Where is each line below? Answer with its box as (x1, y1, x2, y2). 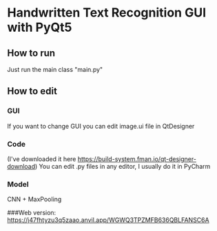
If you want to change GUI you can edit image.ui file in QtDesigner (7, 122, 195, 130)
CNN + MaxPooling (7, 195, 62, 203)
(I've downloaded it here (7, 154, 76, 163)
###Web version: (7, 209, 56, 217)
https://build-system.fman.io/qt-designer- (77, 154, 196, 163)
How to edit (7, 85, 57, 98)
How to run (7, 47, 56, 59)
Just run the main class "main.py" (7, 66, 103, 73)
